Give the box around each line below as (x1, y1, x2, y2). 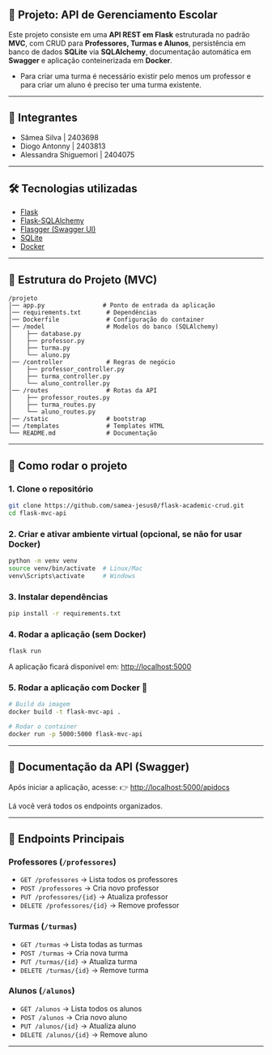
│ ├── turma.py (8, 344, 70, 353)
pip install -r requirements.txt (8, 609, 121, 617)
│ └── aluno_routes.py (8, 408, 96, 416)
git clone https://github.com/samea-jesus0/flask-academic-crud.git (8, 501, 244, 509)
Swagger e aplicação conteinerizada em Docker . (8, 55, 172, 65)
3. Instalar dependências (8, 591, 108, 603)
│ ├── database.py (8, 330, 82, 338)
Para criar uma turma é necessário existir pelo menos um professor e (19, 71, 252, 81)
